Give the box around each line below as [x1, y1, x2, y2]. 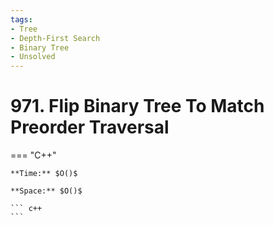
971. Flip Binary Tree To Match [10, 95, 265, 118]
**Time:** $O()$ [10, 169, 78, 179]
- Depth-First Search [10, 33, 101, 43]
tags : [10, 14, 33, 25]
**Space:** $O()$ [10, 186, 83, 196]
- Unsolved [10, 52, 56, 62]
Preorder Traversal [10, 116, 170, 139]
